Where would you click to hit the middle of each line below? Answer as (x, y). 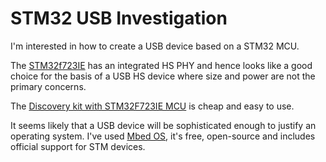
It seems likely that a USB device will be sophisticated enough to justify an (163, 125)
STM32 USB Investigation (119, 18)
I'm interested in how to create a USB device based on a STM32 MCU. (155, 46)
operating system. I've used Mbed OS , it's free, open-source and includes (163, 136)
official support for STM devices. (78, 146)
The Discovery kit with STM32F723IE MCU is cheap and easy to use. (152, 106)
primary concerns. (48, 86)
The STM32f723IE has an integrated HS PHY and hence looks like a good (161, 65)
